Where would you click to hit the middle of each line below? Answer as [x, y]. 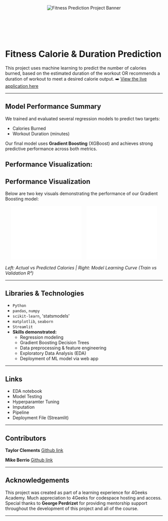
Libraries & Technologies [44, 293]
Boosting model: [22, 199]
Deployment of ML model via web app [59, 359]
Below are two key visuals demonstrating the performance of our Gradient [81, 193]
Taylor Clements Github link [34, 450]
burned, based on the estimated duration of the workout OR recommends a [82, 73]
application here [22, 86]
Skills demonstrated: [34, 332]
